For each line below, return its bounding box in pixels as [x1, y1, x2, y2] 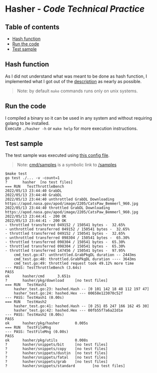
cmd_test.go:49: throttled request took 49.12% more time [14, 261, 134, 266]
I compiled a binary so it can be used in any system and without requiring [5, 115, 152, 121]
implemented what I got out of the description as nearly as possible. [5, 78, 142, 84]
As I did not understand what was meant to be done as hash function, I [5, 73, 147, 79]
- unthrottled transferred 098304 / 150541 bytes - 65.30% [5, 235, 130, 240]
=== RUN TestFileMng [5, 325, 51, 330]
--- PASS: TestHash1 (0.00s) [5, 295, 64, 300]
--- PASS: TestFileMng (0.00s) [5, 330, 69, 334]
